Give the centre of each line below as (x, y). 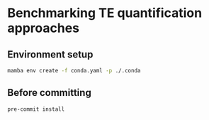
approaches (44, 28)
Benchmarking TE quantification (105, 13)
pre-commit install (36, 109)
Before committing (50, 93)
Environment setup (50, 54)
